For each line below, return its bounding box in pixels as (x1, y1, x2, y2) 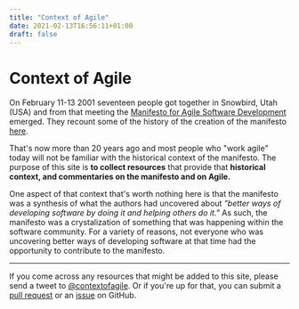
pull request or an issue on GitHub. (9, 290, 137, 301)
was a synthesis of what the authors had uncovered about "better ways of (9, 198, 281, 209)
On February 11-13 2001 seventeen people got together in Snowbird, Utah (9, 97, 278, 108)
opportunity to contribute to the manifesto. (9, 246, 166, 256)
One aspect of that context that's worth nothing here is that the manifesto (9, 189, 279, 199)
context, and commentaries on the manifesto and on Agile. (9, 171, 231, 183)
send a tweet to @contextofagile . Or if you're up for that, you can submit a (9, 281, 282, 291)
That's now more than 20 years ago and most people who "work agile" (9, 143, 269, 154)
